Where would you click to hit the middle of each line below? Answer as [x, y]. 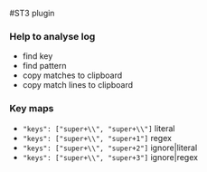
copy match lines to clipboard [78, 85]
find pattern [44, 66]
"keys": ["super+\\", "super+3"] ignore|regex [110, 157]
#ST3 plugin [32, 13]
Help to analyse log [52, 36]
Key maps [32, 109]
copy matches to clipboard [72, 75]
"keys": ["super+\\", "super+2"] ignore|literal [110, 148]
